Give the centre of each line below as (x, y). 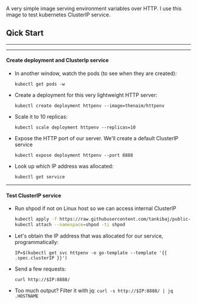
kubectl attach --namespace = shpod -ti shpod (70, 225)
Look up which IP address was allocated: (64, 166)
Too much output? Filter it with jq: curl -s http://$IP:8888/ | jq (94, 291)
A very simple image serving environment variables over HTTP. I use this (94, 9)
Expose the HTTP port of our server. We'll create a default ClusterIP (96, 139)
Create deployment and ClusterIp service (57, 60)
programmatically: (36, 242)
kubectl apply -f (36, 219)
